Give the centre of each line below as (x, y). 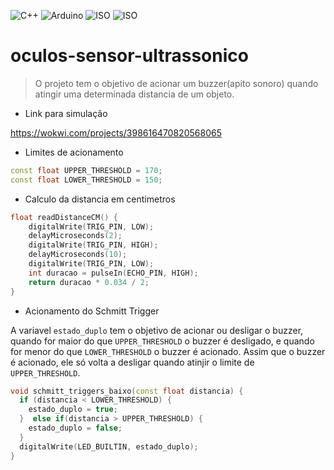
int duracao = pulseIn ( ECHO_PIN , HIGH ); (113, 273)
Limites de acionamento (74, 152)
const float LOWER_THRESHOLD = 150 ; (86, 180)
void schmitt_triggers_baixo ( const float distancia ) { (127, 391)
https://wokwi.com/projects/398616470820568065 (116, 132)
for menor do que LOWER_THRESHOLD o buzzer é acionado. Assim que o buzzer (168, 351)
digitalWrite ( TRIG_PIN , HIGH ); (93, 245)
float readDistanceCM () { (64, 217)
